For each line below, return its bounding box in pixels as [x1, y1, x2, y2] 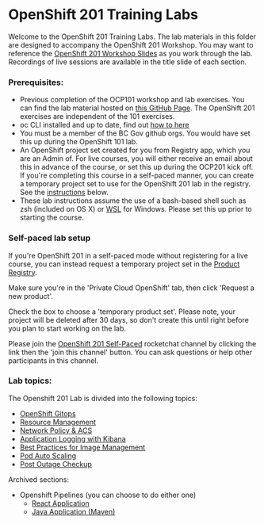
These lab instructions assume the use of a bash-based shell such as [19, 196, 247, 205]
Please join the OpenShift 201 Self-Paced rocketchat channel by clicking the [8, 338, 257, 348]
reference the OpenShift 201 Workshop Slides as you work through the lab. [8, 48, 253, 58]
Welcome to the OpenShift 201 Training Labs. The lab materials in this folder [8, 32, 256, 41]
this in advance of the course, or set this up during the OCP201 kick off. [19, 163, 254, 172]
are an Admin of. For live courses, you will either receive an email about [19, 154, 254, 163]
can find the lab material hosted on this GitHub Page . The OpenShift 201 [19, 103, 255, 113]
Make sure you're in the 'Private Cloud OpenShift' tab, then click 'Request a [8, 283, 255, 293]
